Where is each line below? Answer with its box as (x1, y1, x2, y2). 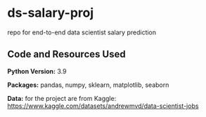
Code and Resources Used (7, 48, 126, 60)
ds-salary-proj (7, 5, 94, 21)
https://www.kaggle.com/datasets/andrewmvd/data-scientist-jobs (7, 102, 199, 110)
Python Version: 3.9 (7, 67, 67, 75)
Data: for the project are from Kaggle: (7, 94, 117, 102)
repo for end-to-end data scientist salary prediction (7, 28, 157, 36)
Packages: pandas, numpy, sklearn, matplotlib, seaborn (7, 81, 169, 89)
